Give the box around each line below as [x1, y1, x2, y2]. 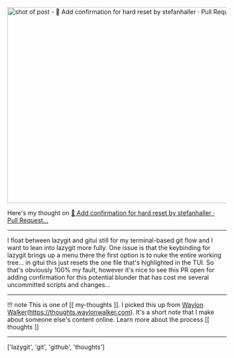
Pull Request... [7, 216, 49, 224]
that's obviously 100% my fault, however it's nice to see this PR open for [7, 266, 214, 274]
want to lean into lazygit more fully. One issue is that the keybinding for [7, 244, 211, 251]
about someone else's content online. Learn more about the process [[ [7, 316, 210, 323]
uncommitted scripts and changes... [7, 281, 111, 288]
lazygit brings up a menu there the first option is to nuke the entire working [7, 251, 221, 259]
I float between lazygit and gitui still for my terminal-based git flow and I [7, 236, 213, 244]
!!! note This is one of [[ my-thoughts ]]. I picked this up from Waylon [7, 301, 204, 309]
